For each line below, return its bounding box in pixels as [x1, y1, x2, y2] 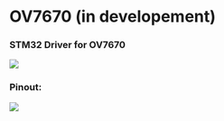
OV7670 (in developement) [9, 6, 217, 27]
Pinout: [9, 81, 42, 94]
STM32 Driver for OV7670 [9, 39, 126, 51]
